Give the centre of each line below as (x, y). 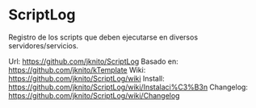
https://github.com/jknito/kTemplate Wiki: (77, 69)
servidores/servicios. (44, 45)
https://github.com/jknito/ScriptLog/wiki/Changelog (94, 95)
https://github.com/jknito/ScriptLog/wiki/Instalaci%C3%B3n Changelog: (128, 87)
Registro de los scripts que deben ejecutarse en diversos (103, 37)
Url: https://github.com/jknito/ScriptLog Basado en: (94, 61)
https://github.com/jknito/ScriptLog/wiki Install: (87, 78)
